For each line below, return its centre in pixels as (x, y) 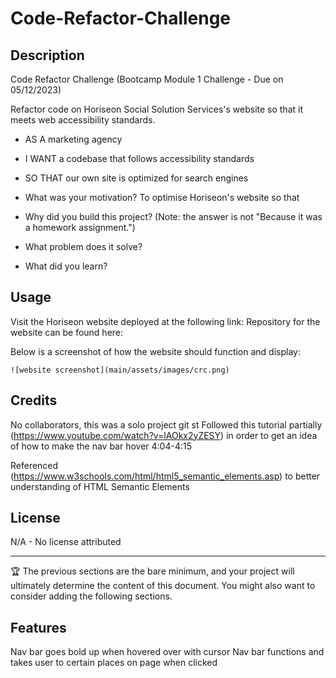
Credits (34, 400)
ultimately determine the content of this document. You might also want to (163, 586)
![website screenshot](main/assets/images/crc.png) (120, 370)
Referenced (34, 465)
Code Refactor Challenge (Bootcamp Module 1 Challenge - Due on (147, 79)
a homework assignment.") (80, 227)
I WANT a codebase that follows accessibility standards (139, 158)
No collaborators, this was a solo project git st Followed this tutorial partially (166, 424)
